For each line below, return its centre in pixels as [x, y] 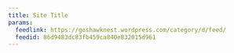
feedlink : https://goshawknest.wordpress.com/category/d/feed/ [121, 30]
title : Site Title [38, 15]
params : [21, 23]
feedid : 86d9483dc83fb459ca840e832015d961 [86, 37]
